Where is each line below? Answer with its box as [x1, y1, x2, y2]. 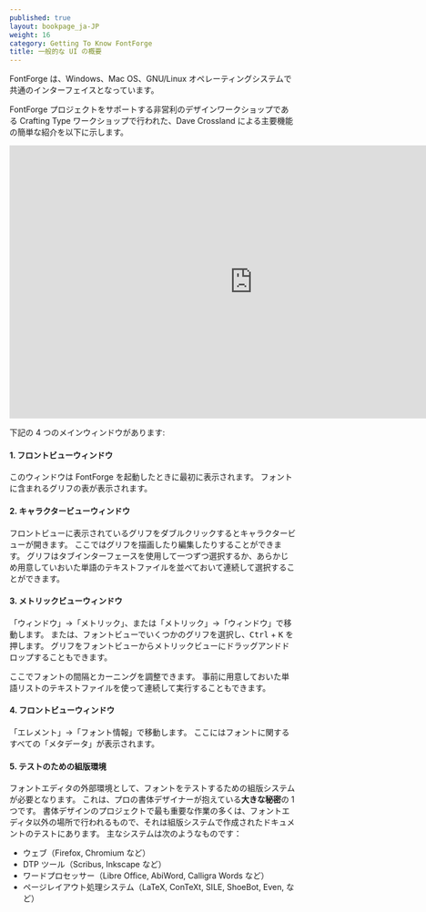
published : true [9, 13, 71, 23]
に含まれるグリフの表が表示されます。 [9, 483, 153, 494]
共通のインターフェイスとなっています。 [9, 85, 159, 96]
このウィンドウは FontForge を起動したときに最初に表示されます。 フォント [9, 471, 293, 482]
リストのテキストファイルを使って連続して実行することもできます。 [16, 682, 271, 693]
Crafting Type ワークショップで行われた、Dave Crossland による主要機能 [19, 116, 294, 127]
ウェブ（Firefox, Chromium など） [22, 847, 151, 858]
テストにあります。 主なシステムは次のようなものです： [33, 828, 243, 839]
